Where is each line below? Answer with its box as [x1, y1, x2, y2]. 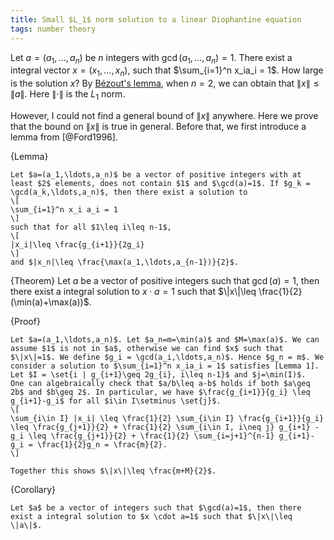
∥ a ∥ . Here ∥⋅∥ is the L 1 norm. [10, 88, 126, 102]
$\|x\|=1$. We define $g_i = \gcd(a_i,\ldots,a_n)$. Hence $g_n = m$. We [10, 352, 325, 362]
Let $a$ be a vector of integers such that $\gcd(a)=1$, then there [10, 502, 302, 513]
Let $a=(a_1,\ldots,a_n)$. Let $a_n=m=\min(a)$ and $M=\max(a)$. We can [10, 334, 320, 345]
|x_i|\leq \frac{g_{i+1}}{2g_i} [10, 239, 145, 250]
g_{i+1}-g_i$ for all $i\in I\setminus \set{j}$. [10, 396, 222, 406]
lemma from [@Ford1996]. [10, 131, 118, 143]
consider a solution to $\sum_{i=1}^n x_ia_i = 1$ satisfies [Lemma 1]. [10, 361, 320, 371]
